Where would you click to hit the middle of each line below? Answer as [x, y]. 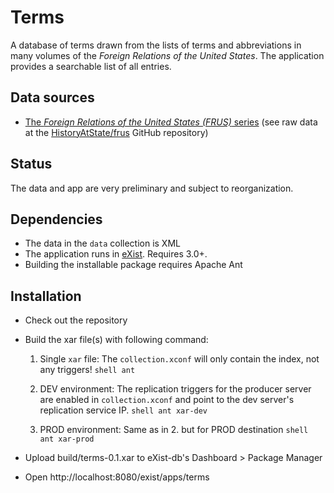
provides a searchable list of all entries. [91, 66]
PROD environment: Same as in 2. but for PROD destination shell [174, 430]
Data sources [52, 97]
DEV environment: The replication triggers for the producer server [175, 389]
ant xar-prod [67, 439]
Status [31, 164]
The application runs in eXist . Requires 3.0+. [116, 254]
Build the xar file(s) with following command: [116, 340]
